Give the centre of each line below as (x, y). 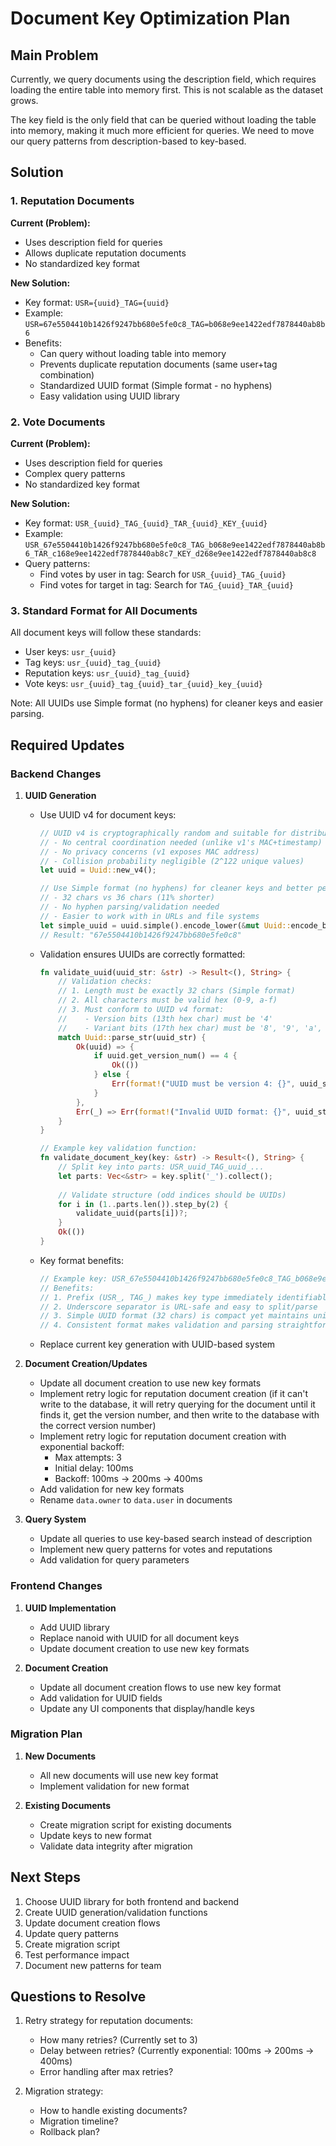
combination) (67, 374)
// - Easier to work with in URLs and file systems (149, 916)
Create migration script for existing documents (135, 1824)
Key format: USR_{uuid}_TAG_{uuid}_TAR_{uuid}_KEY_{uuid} (146, 523)
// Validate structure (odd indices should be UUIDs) (172, 1195)
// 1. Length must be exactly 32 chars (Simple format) (177, 991)
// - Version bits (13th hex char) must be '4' (165, 1018)
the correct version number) (98, 1426)
